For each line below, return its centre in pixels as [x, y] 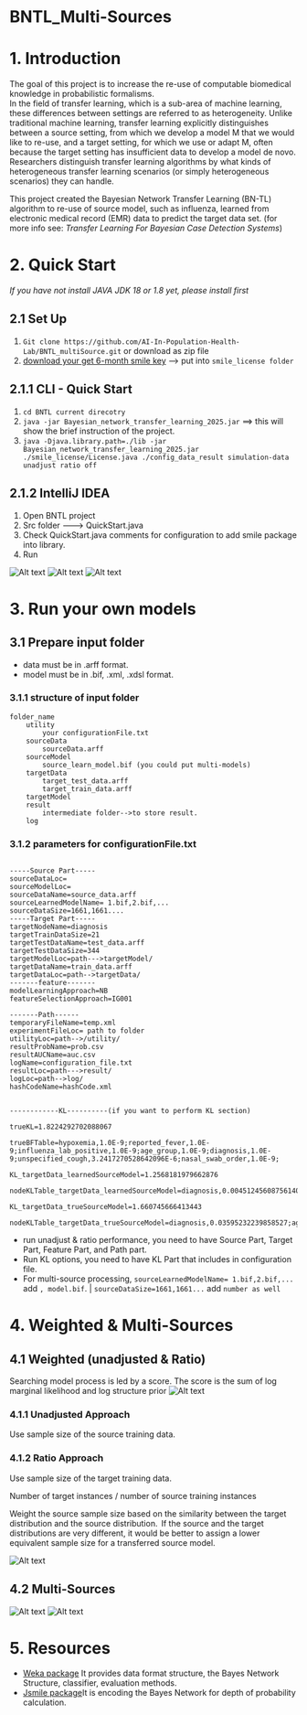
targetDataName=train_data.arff [71, 967]
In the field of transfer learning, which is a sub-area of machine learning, [146, 103]
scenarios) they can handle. [62, 181]
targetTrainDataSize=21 [55, 935]
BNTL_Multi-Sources [90, 17]
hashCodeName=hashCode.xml [61, 1087]
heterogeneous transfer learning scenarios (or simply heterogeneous [139, 172]
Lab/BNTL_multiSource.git [72, 351]
